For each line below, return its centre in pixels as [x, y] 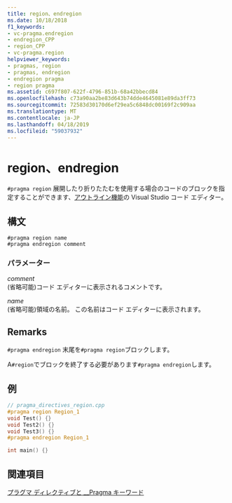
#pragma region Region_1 [43, 412]
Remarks [27, 332]
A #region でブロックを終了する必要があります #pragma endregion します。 [111, 364]
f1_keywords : [26, 27]
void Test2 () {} [31, 425]
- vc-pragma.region [36, 53]
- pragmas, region [34, 66]
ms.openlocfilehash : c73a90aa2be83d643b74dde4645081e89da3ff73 [102, 99]
